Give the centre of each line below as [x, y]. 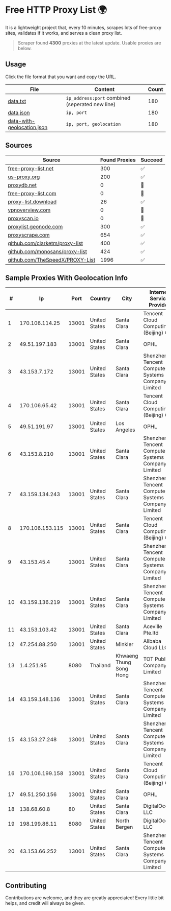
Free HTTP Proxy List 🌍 [56, 10]
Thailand [100, 666]
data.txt [17, 101]
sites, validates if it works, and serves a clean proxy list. [64, 33]
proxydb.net [22, 185]
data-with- [22, 121]
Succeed [152, 160]
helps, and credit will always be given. [45, 903]
